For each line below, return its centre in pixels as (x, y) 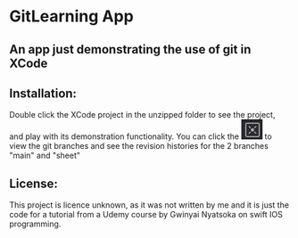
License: (33, 183)
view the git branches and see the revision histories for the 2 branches (139, 146)
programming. (35, 224)
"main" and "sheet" (45, 156)
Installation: (43, 93)
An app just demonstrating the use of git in (130, 49)
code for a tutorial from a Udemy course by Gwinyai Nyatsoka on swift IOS (146, 215)
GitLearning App (71, 16)
